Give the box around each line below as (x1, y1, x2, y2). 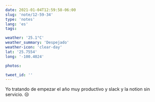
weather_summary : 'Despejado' (5, 40, 70, 45)
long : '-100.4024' (5, 54, 44, 59)
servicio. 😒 (5, 91, 29, 97)
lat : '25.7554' (5, 49, 38, 55)
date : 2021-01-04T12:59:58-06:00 (5, 7, 76, 13)
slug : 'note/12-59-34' (5, 12, 53, 17)
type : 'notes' (5, 17, 36, 22)
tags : (5, 26, 17, 31)
